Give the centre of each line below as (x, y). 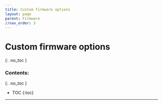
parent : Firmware (23, 18)
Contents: (17, 73)
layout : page (18, 14)
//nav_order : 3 (20, 23)
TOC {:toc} (23, 93)
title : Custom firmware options (38, 9)
